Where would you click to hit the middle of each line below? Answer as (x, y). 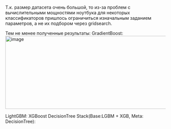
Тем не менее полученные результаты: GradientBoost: (64, 33)
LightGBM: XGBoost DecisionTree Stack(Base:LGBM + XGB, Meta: (74, 116)
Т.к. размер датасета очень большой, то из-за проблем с (68, 7)
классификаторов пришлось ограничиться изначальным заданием (78, 18)
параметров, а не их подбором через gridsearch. (59, 23)
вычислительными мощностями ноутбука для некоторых (68, 13)
